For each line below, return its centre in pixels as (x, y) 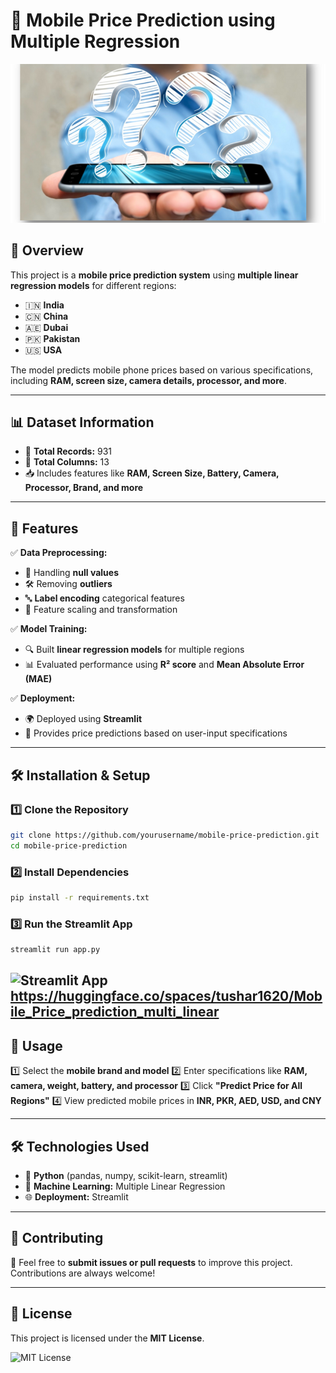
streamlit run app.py (55, 950)
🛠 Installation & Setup (80, 775)
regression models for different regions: (93, 285)
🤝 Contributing (57, 1238)
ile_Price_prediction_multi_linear (115, 1012)
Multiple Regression (95, 41)
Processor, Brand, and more (84, 488)
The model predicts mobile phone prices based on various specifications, (162, 370)
